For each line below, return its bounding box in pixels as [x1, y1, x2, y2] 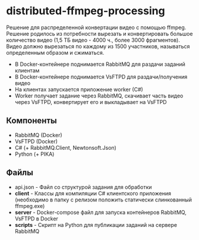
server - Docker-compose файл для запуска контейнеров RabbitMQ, [14, 209, 187, 216]
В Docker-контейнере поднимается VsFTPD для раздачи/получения [14, 73, 188, 80]
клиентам [14, 67, 40, 74]
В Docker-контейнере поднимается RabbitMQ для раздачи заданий [14, 61, 186, 68]
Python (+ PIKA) [14, 150, 55, 157]
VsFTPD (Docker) [14, 138, 58, 145]
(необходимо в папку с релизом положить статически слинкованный [14, 196, 192, 203]
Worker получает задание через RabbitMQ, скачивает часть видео [14, 92, 184, 99]
